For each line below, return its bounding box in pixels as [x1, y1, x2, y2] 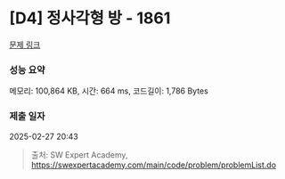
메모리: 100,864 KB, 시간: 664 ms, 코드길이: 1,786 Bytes [9, 85, 209, 96]
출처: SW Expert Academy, [30, 149, 128, 160]
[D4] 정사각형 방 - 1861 [9, 8, 171, 28]
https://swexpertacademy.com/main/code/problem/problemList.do [30, 159, 277, 170]
